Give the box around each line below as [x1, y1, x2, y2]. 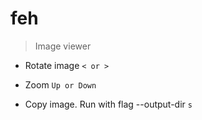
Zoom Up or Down [24, 78, 97, 91]
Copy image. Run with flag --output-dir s [24, 98, 193, 110]
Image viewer [34, 40, 92, 52]
